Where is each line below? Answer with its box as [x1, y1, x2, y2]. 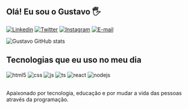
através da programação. [6, 96, 69, 103]
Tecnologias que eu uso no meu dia [6, 55, 142, 65]
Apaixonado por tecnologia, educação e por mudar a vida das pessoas [6, 90, 182, 97]
